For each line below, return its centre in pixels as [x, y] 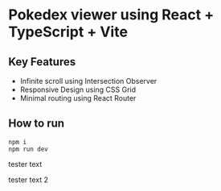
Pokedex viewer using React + [111, 15]
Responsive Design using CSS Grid [78, 89]
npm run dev [28, 149]
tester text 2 [29, 180]
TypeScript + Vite [68, 32]
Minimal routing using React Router [78, 98]
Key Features [42, 62]
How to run [37, 124]
